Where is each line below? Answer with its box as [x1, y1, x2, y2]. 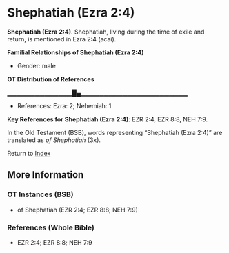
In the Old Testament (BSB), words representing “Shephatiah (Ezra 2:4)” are [7, 128, 223, 136]
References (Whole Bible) [7, 223, 94, 232]
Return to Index [7, 149, 51, 157]
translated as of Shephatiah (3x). [7, 136, 101, 144]
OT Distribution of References [7, 74, 94, 83]
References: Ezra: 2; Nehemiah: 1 [17, 101, 112, 110]
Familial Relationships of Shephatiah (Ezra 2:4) [7, 48, 144, 57]
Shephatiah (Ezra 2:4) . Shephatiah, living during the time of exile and [7, 28, 205, 36]
